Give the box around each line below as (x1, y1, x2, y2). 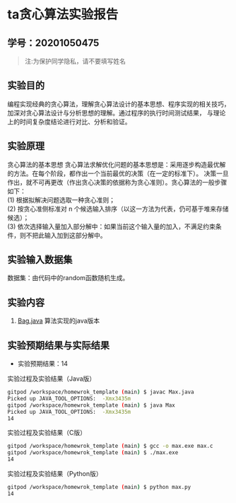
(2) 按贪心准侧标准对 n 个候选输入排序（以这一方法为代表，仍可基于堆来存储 (7, 204, 229, 213)
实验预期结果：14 (17, 359, 69, 368)
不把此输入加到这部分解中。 (25, 231, 107, 239)
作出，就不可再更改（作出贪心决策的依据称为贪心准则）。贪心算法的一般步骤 (7, 178, 228, 186)
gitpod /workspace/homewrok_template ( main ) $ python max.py (7, 484, 191, 491)
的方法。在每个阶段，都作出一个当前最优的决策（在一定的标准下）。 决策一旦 (7, 169, 229, 178)
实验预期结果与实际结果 (7, 339, 110, 351)
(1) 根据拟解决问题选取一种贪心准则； (7, 195, 115, 204)
